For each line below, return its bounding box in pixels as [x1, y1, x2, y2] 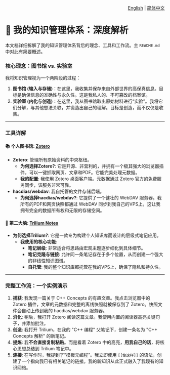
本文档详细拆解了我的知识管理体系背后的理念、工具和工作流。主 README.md [5, 42, 160, 48]
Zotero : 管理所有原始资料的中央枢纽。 [12, 157, 92, 163]
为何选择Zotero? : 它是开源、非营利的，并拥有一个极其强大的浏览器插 [20, 163, 164, 169]
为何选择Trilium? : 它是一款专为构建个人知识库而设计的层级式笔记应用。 [12, 232, 161, 238]
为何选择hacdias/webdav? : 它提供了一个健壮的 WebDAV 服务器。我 [20, 195, 162, 201]
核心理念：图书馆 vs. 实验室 [5, 62, 72, 69]
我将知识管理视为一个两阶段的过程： [5, 75, 81, 81]
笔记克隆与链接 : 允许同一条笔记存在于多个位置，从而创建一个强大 [27, 251, 163, 257]
